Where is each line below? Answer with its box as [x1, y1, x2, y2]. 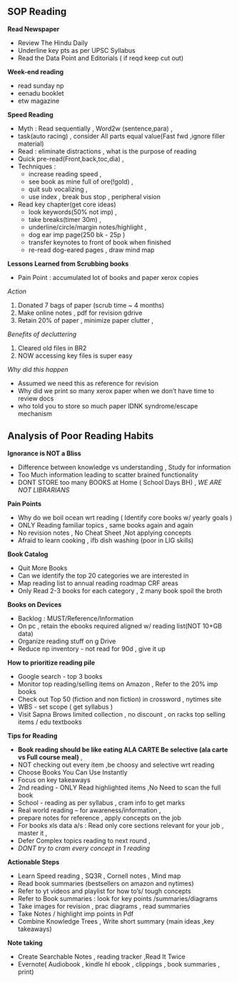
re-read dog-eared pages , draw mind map [28, 246, 155, 254]
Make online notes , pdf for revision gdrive [17, 308, 143, 317]
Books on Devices [7, 600, 62, 609]
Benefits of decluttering [7, 330, 77, 338]
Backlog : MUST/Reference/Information [17, 614, 134, 622]
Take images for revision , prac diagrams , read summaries [17, 902, 190, 910]
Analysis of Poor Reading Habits [7, 430, 154, 442]
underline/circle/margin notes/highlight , [28, 223, 147, 231]
